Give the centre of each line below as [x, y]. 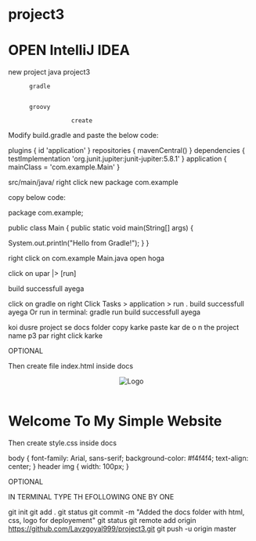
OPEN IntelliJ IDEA [69, 51]
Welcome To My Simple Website [115, 421]
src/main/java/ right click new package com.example [93, 183]
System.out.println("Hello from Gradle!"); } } [79, 243]
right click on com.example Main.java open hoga [86, 258]
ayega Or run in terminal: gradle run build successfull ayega [105, 312]
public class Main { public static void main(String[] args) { [101, 228]
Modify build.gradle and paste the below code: [83, 136]
